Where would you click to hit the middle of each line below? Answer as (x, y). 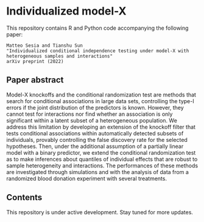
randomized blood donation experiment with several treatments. (87, 178)
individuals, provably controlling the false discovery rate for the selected (97, 140)
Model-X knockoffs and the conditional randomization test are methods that (101, 95)
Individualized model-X (66, 11)
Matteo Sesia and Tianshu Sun (45, 45)
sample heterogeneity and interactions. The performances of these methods (102, 166)
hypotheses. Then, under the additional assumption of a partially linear (95, 146)
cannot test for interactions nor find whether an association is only (90, 114)
